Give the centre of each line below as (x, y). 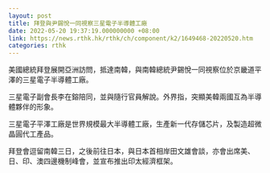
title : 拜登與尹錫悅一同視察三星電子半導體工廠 (78, 23)
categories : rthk (37, 46)
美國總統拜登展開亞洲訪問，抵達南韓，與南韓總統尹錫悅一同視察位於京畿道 (131, 70)
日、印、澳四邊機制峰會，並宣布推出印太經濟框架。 (93, 161)
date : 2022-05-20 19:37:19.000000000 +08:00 (84, 31)
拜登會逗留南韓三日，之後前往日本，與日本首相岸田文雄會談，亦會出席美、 (131, 151)
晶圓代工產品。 (33, 134)
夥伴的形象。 (36, 107)
